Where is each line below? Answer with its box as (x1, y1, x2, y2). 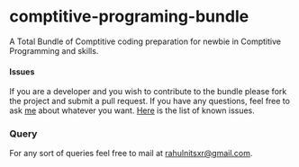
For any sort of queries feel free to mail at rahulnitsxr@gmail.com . (9, 148, 253, 159)
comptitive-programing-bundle (9, 6, 249, 27)
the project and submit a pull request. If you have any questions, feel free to (9, 96, 291, 107)
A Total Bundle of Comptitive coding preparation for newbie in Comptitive (9, 36, 282, 47)
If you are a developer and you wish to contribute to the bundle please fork (9, 86, 287, 97)
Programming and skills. (9, 45, 99, 56)
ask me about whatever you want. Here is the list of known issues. (9, 105, 255, 116)
